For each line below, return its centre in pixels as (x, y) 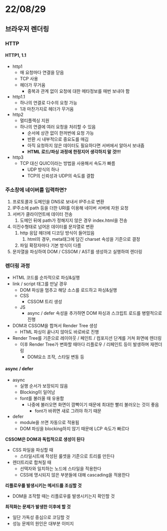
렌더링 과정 (18, 266)
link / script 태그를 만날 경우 (40, 284)
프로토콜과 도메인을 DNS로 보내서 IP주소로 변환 (58, 202)
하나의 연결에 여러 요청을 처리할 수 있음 (58, 126)
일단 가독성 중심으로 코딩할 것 (41, 517)
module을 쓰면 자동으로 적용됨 (50, 422)
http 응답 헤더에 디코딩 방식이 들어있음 (57, 233)
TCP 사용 (29, 78)
